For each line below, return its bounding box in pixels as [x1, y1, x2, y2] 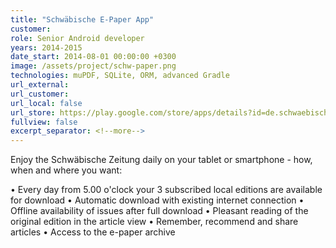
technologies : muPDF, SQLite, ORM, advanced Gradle [10, 71, 230, 81]
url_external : [10, 80, 70, 90]
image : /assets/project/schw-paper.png [10, 61, 177, 71]
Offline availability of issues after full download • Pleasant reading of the [10, 205, 309, 217]
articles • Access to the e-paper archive [10, 226, 176, 238]
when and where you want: [10, 164, 123, 176]
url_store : [10, 107, 56, 118]
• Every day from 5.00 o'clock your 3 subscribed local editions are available [10, 184, 323, 196]
